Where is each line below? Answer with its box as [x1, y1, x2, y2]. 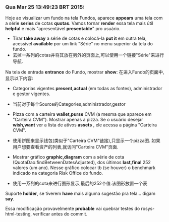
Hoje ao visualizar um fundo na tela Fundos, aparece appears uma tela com [5, 15, 163, 21]
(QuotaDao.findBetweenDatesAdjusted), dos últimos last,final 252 [12, 160, 151, 166]
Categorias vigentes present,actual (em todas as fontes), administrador [12, 86, 162, 92]
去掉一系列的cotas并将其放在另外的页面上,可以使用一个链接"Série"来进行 [12, 52, 164, 58]
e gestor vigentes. [12, 91, 50, 97]
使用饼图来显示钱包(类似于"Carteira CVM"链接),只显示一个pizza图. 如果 [12, 137, 160, 144]
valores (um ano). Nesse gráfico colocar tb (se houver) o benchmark [12, 165, 156, 171]
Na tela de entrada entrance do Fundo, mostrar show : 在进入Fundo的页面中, [5, 69, 164, 75]
